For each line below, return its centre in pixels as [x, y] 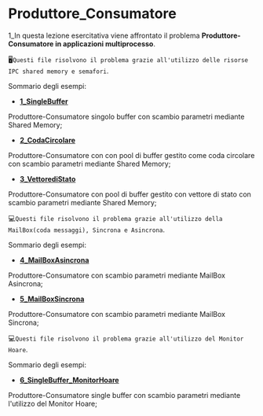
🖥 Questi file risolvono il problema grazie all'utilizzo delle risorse [128, 59]
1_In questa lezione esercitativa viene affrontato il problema [104, 35]
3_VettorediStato [47, 179]
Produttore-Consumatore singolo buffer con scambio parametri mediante [126, 116]
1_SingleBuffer [44, 101]
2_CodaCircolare [47, 140]
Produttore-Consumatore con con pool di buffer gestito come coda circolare [131, 155]
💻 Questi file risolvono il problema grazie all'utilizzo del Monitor [126, 338]
